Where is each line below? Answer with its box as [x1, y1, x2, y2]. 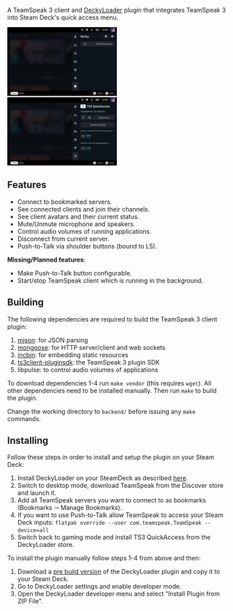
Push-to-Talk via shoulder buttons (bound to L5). [17, 241, 158, 250]
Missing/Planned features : [7, 255, 86, 264]
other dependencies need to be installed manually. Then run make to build [7, 386, 217, 395]
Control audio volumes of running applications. [17, 227, 152, 235]
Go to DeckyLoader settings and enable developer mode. [17, 582, 182, 591]
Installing [7, 435, 49, 447]
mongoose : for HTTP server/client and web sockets [17, 343, 166, 351]
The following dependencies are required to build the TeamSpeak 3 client [7, 315, 218, 323]
